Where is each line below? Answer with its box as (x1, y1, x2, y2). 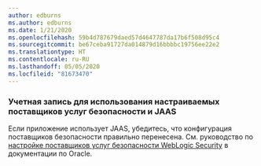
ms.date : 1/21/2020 (8, 26, 72, 34)
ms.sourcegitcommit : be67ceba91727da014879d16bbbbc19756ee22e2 (8, 41, 220, 49)
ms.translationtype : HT (8, 48, 86, 56)
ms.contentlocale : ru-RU (8, 56, 90, 64)
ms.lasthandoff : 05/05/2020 (8, 63, 101, 71)
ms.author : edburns (8, 19, 72, 27)
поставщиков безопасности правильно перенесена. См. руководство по (8, 131, 254, 142)
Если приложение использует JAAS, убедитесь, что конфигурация (8, 124, 232, 133)
